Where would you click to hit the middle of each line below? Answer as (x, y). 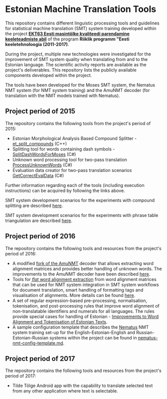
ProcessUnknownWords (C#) (42, 165)
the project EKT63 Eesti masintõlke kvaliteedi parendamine (67, 33)
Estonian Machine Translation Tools (81, 9)
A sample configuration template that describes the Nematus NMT (81, 327)
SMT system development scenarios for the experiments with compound (80, 200)
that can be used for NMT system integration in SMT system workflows (85, 284)
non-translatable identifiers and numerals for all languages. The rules (83, 311)
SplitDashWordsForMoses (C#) (44, 154)
